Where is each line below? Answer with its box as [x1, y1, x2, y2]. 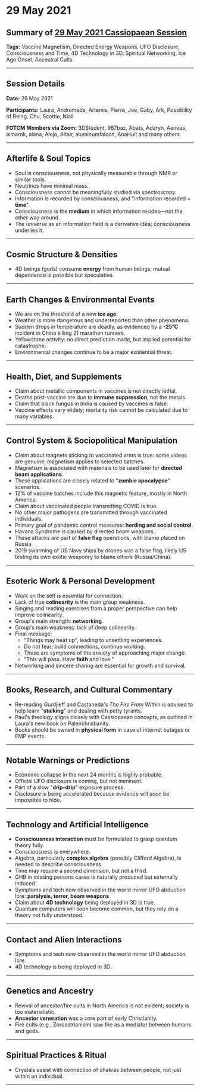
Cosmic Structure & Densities [6, 249, 118, 260]
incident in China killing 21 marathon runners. [14, 329, 126, 337]
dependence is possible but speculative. [14, 271, 114, 279]
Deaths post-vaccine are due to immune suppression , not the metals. [14, 394, 187, 401]
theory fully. [14, 842, 45, 849]
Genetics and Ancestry [6, 986, 94, 996]
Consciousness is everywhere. [14, 848, 90, 855]
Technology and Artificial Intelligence [6, 820, 149, 830]
